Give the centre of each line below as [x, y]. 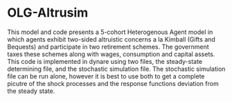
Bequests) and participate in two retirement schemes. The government [108, 46]
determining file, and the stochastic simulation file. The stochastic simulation [116, 69]
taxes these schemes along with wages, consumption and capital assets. [111, 54]
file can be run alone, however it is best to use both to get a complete [106, 76]
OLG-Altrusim [48, 13]
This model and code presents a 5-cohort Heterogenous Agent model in [110, 32]
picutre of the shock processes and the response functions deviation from [113, 83]
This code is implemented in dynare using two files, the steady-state [105, 61]
